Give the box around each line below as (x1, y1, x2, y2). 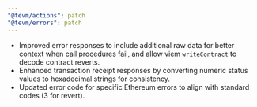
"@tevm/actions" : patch (7, 11, 86, 20)
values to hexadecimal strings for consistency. (18, 74, 171, 83)
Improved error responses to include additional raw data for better (18, 40, 235, 50)
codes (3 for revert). (18, 90, 85, 100)
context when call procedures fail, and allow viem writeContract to (18, 49, 237, 58)
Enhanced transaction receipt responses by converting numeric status (18, 65, 248, 75)
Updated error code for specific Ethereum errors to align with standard (18, 82, 250, 91)
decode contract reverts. (18, 57, 100, 67)
